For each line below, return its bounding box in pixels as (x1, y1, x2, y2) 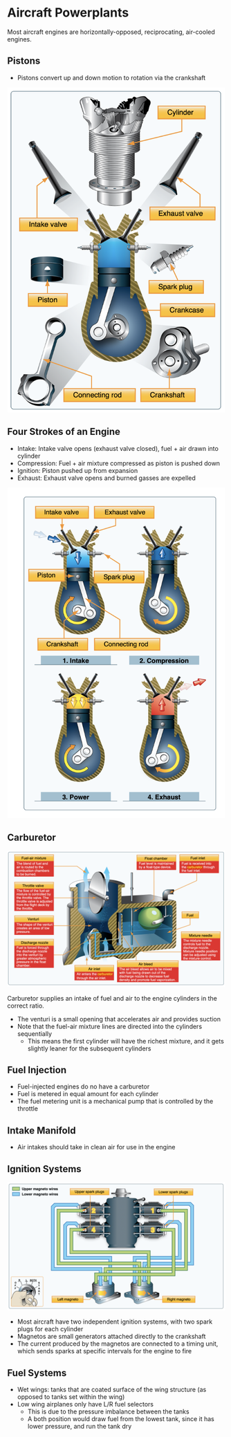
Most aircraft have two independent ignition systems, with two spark (17, 1317, 213, 1326)
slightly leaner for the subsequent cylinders (27, 1044, 151, 1053)
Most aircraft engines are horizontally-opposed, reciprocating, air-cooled (7, 28, 216, 36)
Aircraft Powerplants (7, 5, 129, 21)
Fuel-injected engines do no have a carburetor (17, 1082, 150, 1091)
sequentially (17, 1029, 53, 1038)
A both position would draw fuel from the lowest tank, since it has (27, 1415, 214, 1423)
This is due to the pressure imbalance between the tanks (27, 1407, 190, 1416)
